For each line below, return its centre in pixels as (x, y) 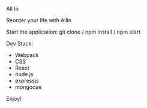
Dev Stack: (20, 43)
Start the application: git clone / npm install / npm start (73, 32)
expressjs (27, 81)
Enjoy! (14, 99)
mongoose (28, 87)
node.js (24, 74)
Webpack (27, 55)
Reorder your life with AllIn (39, 20)
